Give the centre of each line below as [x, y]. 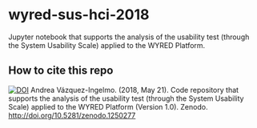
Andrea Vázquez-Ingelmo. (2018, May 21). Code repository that [135, 90]
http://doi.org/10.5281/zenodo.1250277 [72, 115]
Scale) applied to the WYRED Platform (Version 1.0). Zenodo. [108, 106]
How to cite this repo [61, 71]
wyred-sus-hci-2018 [79, 15]
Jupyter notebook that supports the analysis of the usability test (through [129, 37]
